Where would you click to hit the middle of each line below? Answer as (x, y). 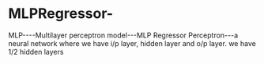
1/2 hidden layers (36, 52)
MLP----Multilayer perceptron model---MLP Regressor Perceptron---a (123, 35)
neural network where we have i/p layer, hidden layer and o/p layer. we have (132, 43)
